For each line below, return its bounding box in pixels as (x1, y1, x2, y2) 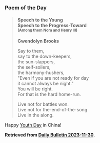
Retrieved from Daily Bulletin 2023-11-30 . (5, 132, 95, 138)
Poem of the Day (5, 4, 47, 11)
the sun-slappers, (17, 59, 55, 65)
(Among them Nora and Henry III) (17, 28, 78, 33)
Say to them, (17, 48, 45, 54)
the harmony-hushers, (17, 69, 65, 76)
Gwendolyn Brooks (17, 38, 59, 44)
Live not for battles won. (17, 101, 69, 107)
